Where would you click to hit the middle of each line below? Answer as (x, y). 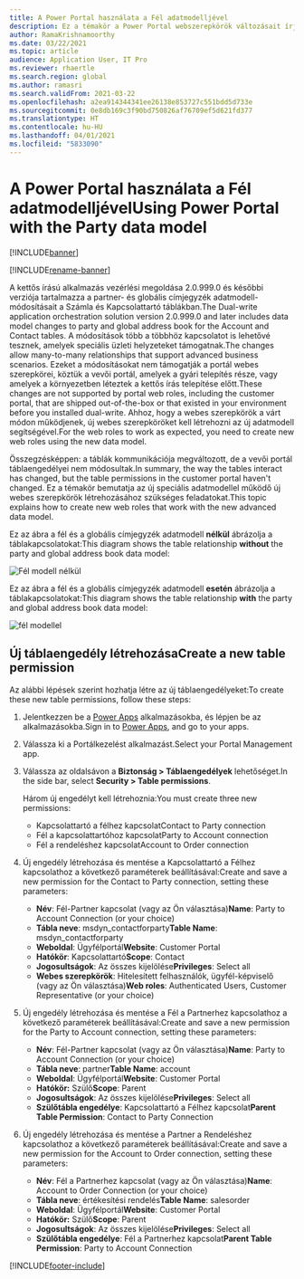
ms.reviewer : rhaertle (52, 69)
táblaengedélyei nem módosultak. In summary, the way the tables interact (146, 468)
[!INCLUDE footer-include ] (57, 1265)
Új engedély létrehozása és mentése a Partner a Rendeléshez (137, 1134)
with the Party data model (109, 227)
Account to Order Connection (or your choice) (122, 1190)
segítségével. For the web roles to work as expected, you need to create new (152, 432)
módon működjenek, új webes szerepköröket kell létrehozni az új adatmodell (152, 422)
